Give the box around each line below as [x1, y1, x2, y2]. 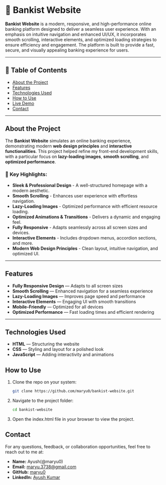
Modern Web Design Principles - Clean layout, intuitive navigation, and [12, 245, 158, 251]
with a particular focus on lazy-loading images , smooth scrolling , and [5, 153, 149, 159]
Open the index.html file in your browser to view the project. [12, 416, 135, 422]
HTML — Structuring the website [12, 341, 80, 347]
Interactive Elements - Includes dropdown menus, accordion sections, [12, 235, 157, 241]
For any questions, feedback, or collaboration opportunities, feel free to [5, 443, 151, 449]
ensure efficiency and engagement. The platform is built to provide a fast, [5, 42, 155, 48]
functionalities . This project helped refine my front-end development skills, [5, 148, 159, 154]
